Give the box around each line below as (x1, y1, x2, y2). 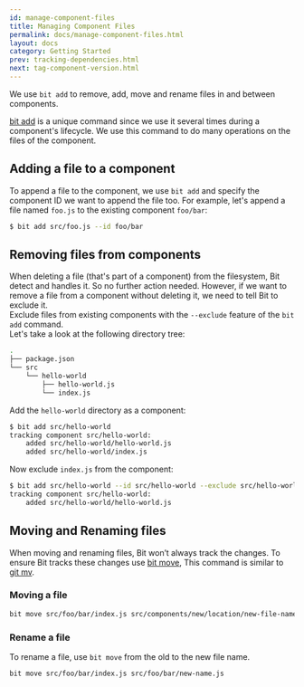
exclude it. (9, 300, 48, 310)
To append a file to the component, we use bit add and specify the (9, 185, 261, 196)
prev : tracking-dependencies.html (9, 55, 140, 64)
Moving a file (9, 589, 68, 602)
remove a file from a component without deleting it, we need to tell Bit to (9, 291, 279, 301)
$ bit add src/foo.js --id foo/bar (9, 222, 144, 231)
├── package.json (9, 355, 75, 364)
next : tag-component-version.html (9, 64, 140, 73)
